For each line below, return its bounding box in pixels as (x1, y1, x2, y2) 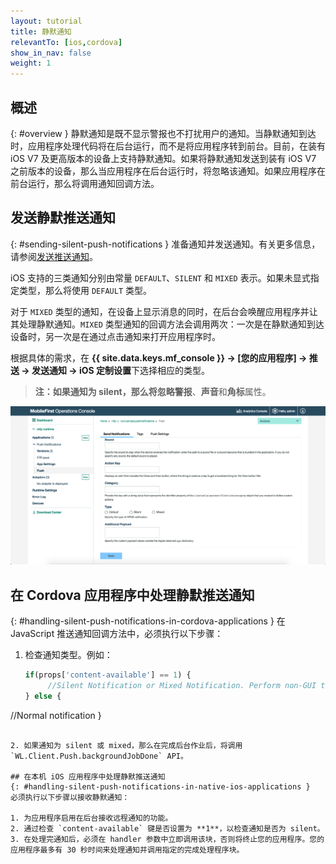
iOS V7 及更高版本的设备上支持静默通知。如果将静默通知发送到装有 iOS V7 (10, 152, 317, 164)
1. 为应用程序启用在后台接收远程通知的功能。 (10, 813, 173, 823)
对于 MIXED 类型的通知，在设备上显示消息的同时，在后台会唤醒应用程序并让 (10, 305, 318, 317)
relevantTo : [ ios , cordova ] (10, 37, 123, 47)
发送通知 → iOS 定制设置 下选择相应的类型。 (31, 364, 211, 376)
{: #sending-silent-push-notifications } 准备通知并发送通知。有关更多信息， (10, 238, 321, 250)
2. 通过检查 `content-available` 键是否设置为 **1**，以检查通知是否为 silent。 (10, 823, 325, 834)
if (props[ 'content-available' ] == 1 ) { (24, 670, 192, 680)
